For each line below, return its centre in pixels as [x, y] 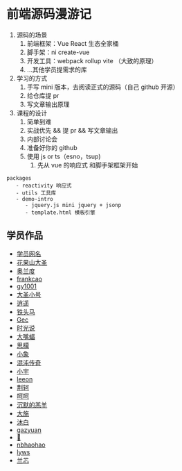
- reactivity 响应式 [44, 185]
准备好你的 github [52, 147]
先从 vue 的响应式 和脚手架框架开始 [88, 165]
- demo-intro [34, 199]
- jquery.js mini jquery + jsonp [73, 205]
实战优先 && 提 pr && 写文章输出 [72, 130]
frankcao [29, 279]
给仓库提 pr [43, 95]
